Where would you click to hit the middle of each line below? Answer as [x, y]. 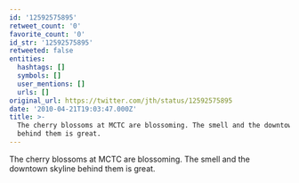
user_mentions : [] [52, 84]
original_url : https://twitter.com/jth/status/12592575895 [121, 100]
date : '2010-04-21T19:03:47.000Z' [73, 109]
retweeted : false [41, 51]
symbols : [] [40, 76]
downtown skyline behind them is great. [82, 168]
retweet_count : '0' [45, 26]
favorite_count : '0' [48, 34]
